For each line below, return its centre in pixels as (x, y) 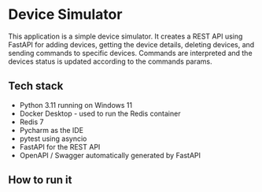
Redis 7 (31, 122)
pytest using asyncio (53, 138)
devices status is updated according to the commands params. (110, 61)
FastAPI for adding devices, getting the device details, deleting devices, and (131, 44)
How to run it (40, 180)
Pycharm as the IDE (52, 130)
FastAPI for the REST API (60, 146)
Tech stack (36, 86)
